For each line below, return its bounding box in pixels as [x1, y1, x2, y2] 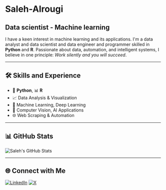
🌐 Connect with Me [5, 167, 66, 175]
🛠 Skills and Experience [5, 72, 81, 80]
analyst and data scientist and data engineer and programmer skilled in [5, 41, 150, 47]
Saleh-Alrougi [5, 3, 63, 15]
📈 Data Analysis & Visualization [12, 95, 77, 101]
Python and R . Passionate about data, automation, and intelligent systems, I [5, 47, 160, 52]
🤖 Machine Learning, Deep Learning [12, 102, 86, 108]
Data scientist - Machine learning [5, 23, 110, 32]
